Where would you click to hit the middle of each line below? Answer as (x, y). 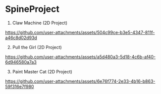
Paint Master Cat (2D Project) (42, 71)
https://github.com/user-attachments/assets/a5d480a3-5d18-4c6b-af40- (80, 57)
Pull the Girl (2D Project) (37, 47)
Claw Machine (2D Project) (40, 23)
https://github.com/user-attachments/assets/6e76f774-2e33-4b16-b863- (80, 81)
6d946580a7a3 (21, 62)
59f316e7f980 (20, 86)
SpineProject (32, 9)
